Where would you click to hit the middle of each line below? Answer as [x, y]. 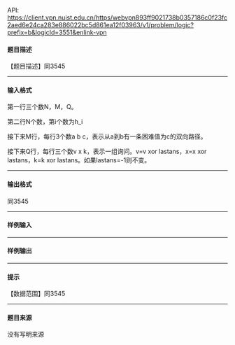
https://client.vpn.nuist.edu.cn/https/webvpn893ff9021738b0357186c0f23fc [117, 17]
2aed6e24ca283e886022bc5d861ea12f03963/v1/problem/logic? [101, 25]
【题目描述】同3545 [36, 66]
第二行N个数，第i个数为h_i [45, 122]
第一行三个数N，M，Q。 [42, 107]
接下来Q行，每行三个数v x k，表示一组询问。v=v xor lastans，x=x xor [107, 152]
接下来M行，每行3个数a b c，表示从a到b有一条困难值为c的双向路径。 [107, 136]
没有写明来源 [26, 335]
